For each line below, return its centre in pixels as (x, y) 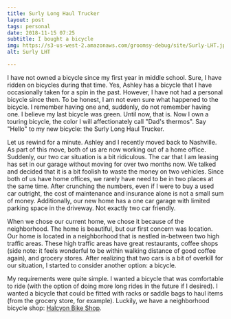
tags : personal (29, 26)
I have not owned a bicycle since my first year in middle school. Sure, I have (114, 77)
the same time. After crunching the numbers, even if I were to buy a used (111, 186)
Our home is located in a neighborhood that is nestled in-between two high (113, 236)
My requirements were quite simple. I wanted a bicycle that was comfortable (115, 278)
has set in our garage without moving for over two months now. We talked (112, 164)
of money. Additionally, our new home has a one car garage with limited (109, 200)
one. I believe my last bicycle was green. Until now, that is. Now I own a (108, 114)
